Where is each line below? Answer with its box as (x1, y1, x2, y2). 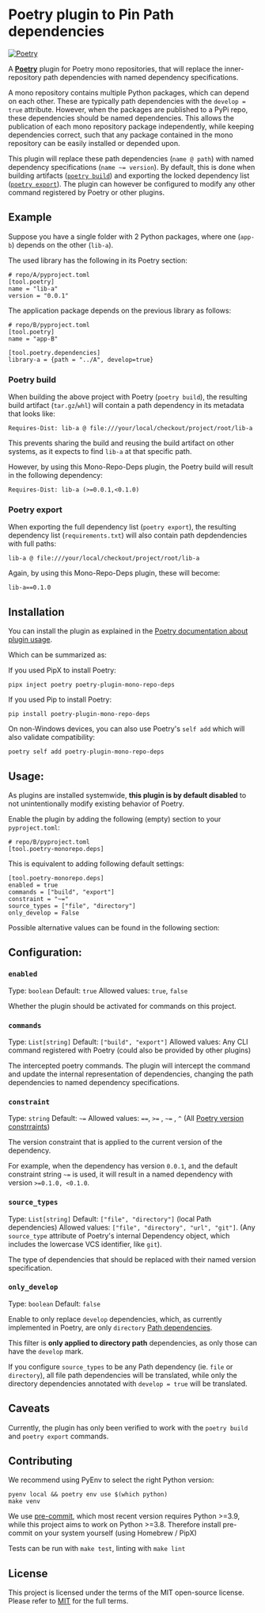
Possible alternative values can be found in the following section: (8, 922, 220, 932)
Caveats (8, 1402, 50, 1415)
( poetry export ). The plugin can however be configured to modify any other (8, 179, 256, 188)
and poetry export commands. (8, 1431, 109, 1441)
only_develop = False (8, 909, 80, 917)
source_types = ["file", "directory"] (8, 902, 136, 910)
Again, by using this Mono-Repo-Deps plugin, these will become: (8, 568, 221, 578)
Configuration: (8, 946, 82, 960)
